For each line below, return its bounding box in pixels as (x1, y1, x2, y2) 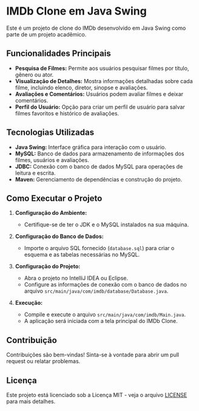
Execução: (15, 299, 43, 307)
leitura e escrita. (15, 169, 56, 177)
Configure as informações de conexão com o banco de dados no (24, 281, 187, 288)
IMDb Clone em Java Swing (6, 4, 147, 18)
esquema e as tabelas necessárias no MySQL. (24, 251, 140, 259)
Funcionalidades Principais (6, 49, 111, 59)
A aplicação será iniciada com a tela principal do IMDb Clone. (24, 318, 178, 325)
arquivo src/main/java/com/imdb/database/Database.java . (24, 287, 169, 295)
